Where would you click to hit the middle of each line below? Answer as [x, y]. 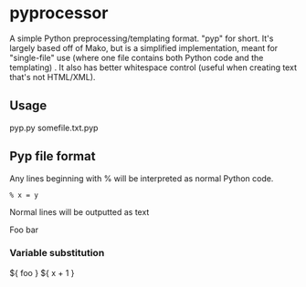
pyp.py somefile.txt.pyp [54, 128]
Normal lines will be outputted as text [79, 211]
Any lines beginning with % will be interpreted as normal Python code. [142, 178]
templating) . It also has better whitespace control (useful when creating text [153, 67]
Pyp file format [53, 156]
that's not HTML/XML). [53, 77]
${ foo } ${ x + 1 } [42, 272]
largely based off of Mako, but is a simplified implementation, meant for [144, 47]
